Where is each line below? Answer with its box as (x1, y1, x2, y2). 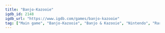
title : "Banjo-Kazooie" (5, 7, 54, 12)
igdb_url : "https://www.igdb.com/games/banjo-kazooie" (5, 16, 120, 21)
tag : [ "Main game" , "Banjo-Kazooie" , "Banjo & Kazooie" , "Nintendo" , (5, 20, 151, 26)
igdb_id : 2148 (5, 12, 34, 16)
